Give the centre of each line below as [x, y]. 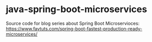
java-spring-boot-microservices [77, 9]
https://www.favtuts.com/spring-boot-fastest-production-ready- [74, 28]
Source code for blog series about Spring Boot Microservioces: [73, 23]
